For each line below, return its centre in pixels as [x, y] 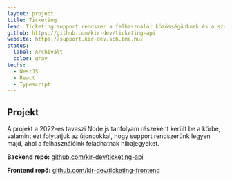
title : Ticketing [32, 20]
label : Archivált [38, 53]
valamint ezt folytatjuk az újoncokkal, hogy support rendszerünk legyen [109, 136]
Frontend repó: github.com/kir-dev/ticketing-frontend [84, 171]
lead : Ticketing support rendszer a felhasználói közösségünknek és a [111, 26]
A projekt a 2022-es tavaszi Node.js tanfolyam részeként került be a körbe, [114, 129]
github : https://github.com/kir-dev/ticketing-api [81, 33]
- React [25, 78]
